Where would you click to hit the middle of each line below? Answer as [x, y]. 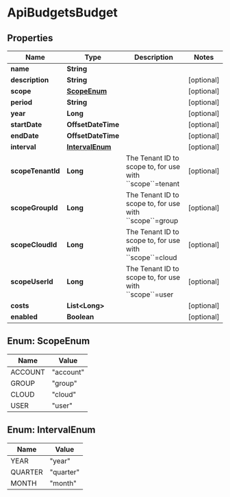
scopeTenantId [35, 171]
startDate [26, 125]
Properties [30, 38]
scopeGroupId [34, 208]
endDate [25, 136]
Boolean [80, 317]
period [22, 102]
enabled [24, 317]
